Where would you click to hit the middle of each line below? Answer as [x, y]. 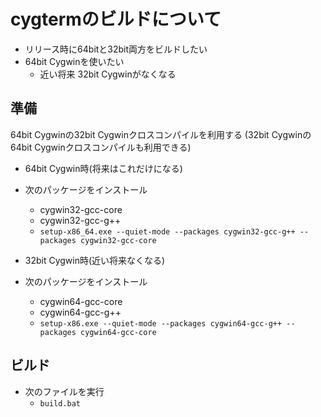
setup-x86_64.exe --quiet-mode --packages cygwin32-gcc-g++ [167, 231]
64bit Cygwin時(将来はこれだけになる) [103, 168]
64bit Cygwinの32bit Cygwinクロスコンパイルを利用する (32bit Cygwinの [161, 134]
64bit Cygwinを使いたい [74, 61]
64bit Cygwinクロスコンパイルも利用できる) [101, 147]
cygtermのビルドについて [116, 19]
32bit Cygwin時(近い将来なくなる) [95, 260]
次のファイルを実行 [64, 391]
